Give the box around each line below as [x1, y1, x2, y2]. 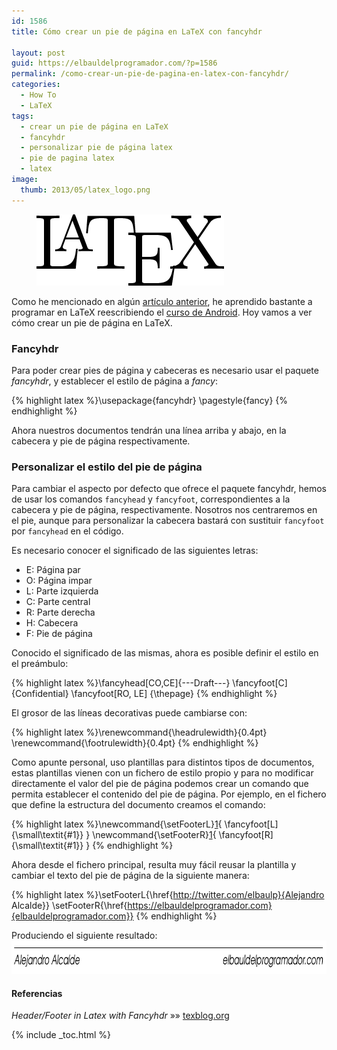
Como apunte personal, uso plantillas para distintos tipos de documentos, [11, 756, 315, 769]
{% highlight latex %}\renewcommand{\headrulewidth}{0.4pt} [11, 726, 268, 739]
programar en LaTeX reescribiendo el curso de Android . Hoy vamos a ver [11, 306, 313, 318]
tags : [11, 111, 34, 121]
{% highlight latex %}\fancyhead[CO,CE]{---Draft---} [11, 677, 231, 689]
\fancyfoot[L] [224, 818, 279, 830]
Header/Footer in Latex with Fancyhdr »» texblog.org [11, 1010, 230, 1022]
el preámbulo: [11, 658, 69, 670]
